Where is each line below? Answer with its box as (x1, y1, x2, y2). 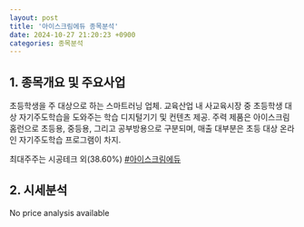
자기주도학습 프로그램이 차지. (18, 134, 122, 145)
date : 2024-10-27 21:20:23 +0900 (9, 30, 136, 39)
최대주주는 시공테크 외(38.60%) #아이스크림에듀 (9, 153, 181, 164)
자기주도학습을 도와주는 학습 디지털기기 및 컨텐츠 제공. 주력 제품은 (18, 112, 251, 123)
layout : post (9, 13, 59, 23)
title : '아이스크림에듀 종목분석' (9, 22, 119, 31)
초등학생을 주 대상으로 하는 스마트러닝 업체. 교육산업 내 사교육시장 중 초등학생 (9, 101, 283, 112)
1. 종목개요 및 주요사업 (9, 74, 126, 90)
